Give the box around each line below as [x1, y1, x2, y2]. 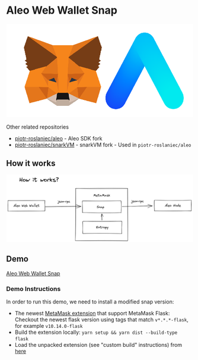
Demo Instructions [6, 284, 61, 293]
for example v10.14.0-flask [14, 322, 83, 329]
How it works [6, 158, 56, 168]
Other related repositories [6, 123, 69, 130]
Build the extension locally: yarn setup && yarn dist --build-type [14, 328, 178, 336]
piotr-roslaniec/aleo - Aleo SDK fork [14, 134, 103, 142]
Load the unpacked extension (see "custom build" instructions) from [14, 341, 183, 348]
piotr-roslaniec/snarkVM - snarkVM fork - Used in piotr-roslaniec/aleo [14, 141, 191, 148]
